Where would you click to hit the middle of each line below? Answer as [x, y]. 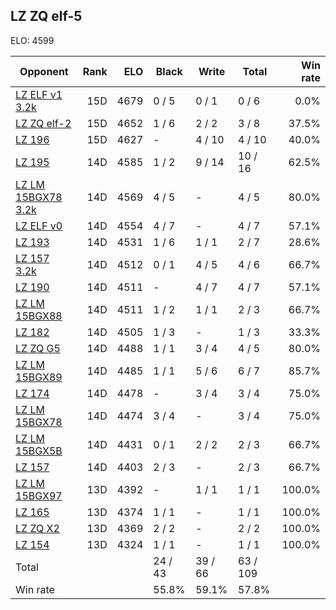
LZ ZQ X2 [37, 528]
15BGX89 [39, 377]
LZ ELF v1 [39, 94]
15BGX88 [39, 316]
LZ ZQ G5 [38, 348]
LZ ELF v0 [39, 226]
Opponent [44, 71]
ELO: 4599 [32, 40]
